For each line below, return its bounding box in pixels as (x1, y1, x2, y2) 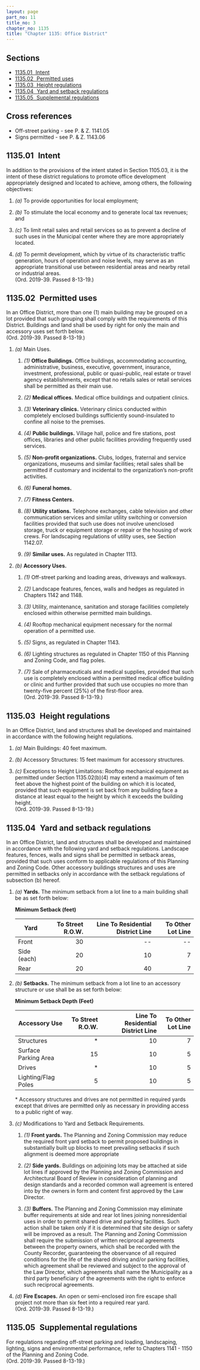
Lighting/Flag (17, 1073, 55, 1081)
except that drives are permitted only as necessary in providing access (14, 1102, 189, 1109)
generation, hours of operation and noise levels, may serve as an (14, 257, 174, 264)
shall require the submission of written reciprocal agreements (23, 1237, 174, 1244)
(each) (17, 955, 37, 963)
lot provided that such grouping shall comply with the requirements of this (6, 315, 187, 322)
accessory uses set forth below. (6, 328, 85, 335)
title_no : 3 (6, 20, 36, 26)
